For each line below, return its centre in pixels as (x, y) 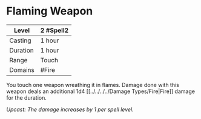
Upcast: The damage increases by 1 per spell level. (70, 109)
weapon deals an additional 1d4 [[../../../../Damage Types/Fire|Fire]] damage (101, 91)
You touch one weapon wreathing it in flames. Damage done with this (93, 85)
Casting (20, 40)
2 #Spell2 (54, 30)
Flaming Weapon (50, 11)
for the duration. (26, 97)
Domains (22, 69)
